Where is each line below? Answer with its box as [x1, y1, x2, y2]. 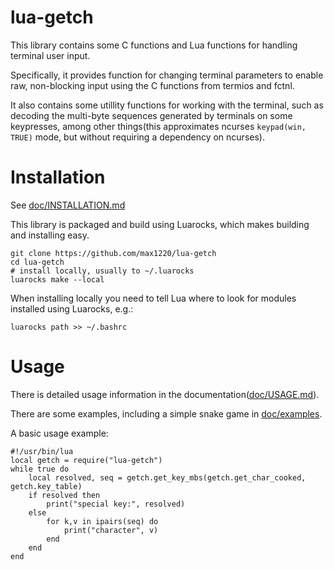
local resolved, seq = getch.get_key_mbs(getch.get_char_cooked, [28, 472, 307, 483]
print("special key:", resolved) [46, 499, 186, 509]
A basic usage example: [10, 427, 109, 439]
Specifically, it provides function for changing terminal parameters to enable [10, 69, 324, 81]
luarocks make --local [10, 274, 105, 285]
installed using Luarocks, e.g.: [10, 302, 134, 315]
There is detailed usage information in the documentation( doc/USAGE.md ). [10, 388, 320, 400]
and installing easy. [10, 229, 90, 241]
